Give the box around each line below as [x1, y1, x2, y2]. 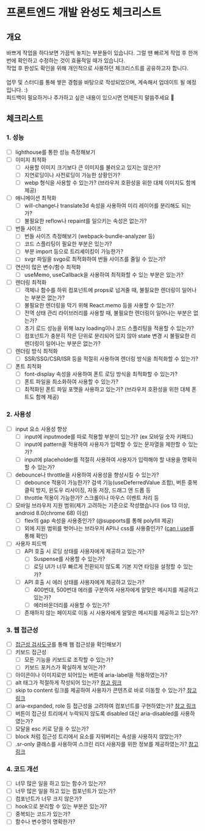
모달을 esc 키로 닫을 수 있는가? [15, 725, 89, 732]
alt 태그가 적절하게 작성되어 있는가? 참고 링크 [15, 679, 122, 686]
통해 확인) [24, 532, 48, 540]
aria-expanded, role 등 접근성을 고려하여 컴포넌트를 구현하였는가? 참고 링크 [15, 702, 196, 709]
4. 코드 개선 [6, 764, 38, 773]
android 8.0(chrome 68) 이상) [15, 510, 88, 517]
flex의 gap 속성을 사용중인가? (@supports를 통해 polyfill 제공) [24, 517, 174, 524]
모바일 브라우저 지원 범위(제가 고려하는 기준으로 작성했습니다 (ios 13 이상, [15, 502, 190, 509]
